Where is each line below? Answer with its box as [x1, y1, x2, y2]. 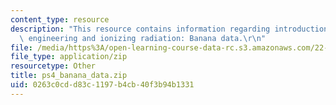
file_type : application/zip [10, 52, 128, 62]
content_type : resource [10, 14, 110, 25]
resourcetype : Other [10, 61, 97, 71]
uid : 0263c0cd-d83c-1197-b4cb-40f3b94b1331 [10, 80, 195, 90]
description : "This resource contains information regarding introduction [10, 24, 329, 34]
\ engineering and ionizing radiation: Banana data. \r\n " [19, 33, 267, 43]
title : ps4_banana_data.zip [10, 71, 128, 81]
